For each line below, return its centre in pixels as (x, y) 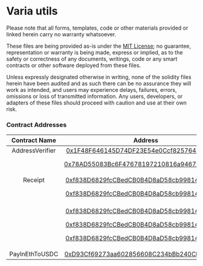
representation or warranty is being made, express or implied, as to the (95, 52)
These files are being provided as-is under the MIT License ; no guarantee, (99, 46)
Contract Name (34, 140)
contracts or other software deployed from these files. (74, 65)
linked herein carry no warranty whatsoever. (61, 34)
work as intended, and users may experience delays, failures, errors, (92, 89)
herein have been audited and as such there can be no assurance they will (99, 83)
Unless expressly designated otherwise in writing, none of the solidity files (99, 77)
